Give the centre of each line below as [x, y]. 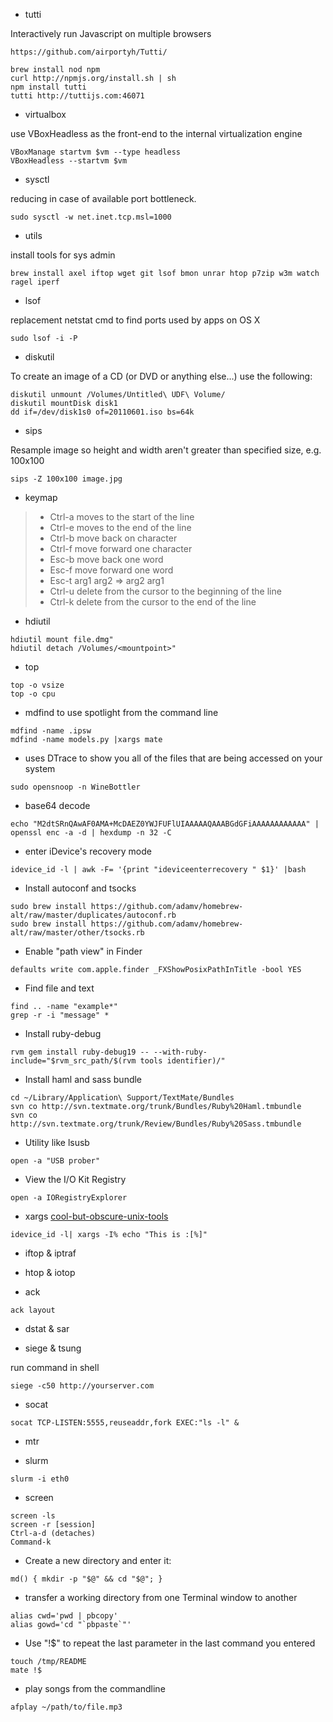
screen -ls [33, 1516]
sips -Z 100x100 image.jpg [66, 479]
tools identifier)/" [182, 1061]
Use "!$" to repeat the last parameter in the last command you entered [170, 1643]
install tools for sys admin [63, 255]
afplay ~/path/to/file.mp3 [66, 1707]
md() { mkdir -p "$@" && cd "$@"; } [86, 1579]
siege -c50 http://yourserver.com [82, 1386]
